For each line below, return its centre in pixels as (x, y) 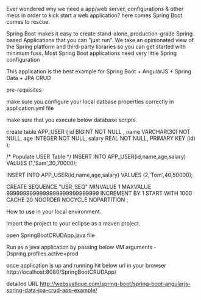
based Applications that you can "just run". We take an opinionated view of (100, 40)
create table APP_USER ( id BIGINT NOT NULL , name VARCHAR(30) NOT (98, 132)
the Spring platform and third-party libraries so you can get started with (96, 46)
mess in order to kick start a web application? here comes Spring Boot (94, 15)
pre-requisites (24, 90)
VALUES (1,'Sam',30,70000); (42, 163)
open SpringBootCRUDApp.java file (51, 235)
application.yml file (30, 108)
